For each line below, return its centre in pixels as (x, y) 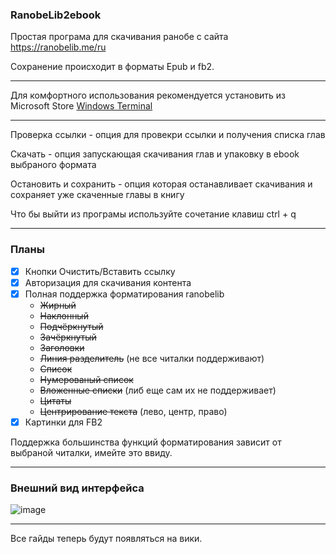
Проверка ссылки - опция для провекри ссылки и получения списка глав (168, 135)
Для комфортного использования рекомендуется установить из (148, 95)
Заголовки (62, 347)
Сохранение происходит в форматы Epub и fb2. (112, 67)
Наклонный (64, 315)
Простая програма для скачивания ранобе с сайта (119, 37)
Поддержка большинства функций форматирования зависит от (146, 442)
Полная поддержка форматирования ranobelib (124, 294)
